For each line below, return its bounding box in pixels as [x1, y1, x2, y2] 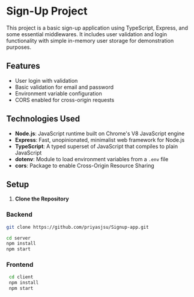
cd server [6, 235, 31, 241]
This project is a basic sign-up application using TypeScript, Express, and [6, 24, 188, 31]
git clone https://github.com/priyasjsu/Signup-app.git [6, 224, 149, 230]
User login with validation [14, 77, 78, 84]
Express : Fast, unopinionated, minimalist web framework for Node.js [14, 136, 185, 143]
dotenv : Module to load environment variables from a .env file [14, 155, 169, 162]
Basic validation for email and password [14, 83, 114, 91]
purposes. [6, 43, 32, 51]
